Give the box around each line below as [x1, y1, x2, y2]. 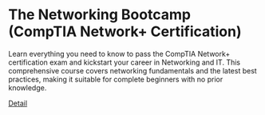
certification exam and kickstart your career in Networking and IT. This [8, 57, 241, 67]
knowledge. [8, 82, 47, 93]
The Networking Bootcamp [8, 6, 192, 24]
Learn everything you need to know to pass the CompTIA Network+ [8, 49, 231, 58]
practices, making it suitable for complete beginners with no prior [8, 74, 223, 84]
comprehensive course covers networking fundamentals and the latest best [8, 65, 257, 75]
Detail [8, 98, 28, 108]
